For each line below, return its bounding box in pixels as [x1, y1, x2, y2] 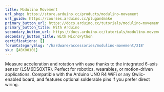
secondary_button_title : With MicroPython [5, 34, 93, 39]
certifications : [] [5, 39, 45, 44]
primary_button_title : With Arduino [5, 25, 80, 30]
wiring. [5, 81, 19, 87]
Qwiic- [131, 71, 145, 77]
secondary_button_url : [5, 30, 51, 34]
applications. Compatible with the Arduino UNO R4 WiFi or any [5, 71, 131, 77]
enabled [5, 76, 21, 82]
